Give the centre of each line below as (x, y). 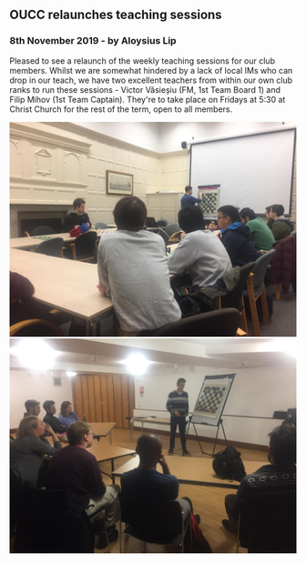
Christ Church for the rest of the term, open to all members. (121, 109)
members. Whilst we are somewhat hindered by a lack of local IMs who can (151, 70)
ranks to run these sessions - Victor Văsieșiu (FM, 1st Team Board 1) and (145, 89)
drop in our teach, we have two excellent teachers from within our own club (151, 80)
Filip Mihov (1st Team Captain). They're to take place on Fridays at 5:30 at (148, 99)
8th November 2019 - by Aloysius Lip (93, 41)
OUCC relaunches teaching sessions (116, 15)
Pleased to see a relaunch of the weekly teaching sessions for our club (143, 60)
